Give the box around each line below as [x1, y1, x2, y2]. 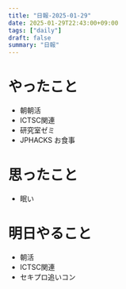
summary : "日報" [8, 41, 59, 49]
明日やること [8, 225, 93, 243]
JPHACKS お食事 [19, 136, 75, 145]
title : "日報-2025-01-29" [8, 11, 91, 20]
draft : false [8, 33, 52, 42]
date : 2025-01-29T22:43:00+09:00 [8, 19, 119, 27]
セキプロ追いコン [19, 272, 76, 282]
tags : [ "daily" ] [8, 26, 62, 34]
